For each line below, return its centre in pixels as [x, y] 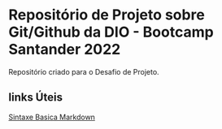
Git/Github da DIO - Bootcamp [111, 32]
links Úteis [36, 98]
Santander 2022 [65, 49]
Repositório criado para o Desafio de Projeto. [84, 71]
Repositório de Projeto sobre [107, 15]
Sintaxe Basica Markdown [52, 117]
